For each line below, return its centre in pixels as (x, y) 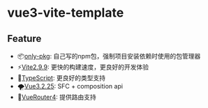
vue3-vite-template (66, 13)
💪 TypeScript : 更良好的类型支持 (61, 78)
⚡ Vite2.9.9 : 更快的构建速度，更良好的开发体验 (83, 67)
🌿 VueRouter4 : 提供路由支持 (57, 97)
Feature (24, 39)
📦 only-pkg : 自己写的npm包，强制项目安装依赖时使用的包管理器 (109, 56)
